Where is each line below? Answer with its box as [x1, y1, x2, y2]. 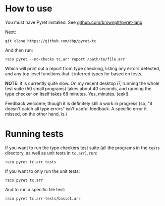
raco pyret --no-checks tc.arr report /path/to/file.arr [5, 56, 125, 62]
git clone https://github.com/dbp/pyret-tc [5, 38, 97, 44]
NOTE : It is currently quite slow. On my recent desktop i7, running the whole [5, 80, 160, 86]
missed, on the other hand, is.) [5, 111, 68, 117]
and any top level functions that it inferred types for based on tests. [5, 70, 143, 77]
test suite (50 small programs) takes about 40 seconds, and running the [5, 85, 152, 92]
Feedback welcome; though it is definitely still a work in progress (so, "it [5, 100, 153, 106]
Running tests [5, 128, 64, 140]
